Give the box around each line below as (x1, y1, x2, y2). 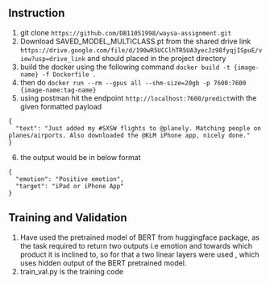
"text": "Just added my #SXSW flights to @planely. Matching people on (15, 124, 262, 132)
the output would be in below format (19, 152, 141, 162)
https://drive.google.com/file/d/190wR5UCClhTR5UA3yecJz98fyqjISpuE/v (19, 46, 263, 55)
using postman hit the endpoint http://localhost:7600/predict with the (19, 93, 257, 103)
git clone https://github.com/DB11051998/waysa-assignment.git (19, 27, 232, 37)
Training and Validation (8, 211, 127, 224)
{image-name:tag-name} (19, 86, 97, 94)
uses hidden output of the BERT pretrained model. (19, 257, 187, 268)
